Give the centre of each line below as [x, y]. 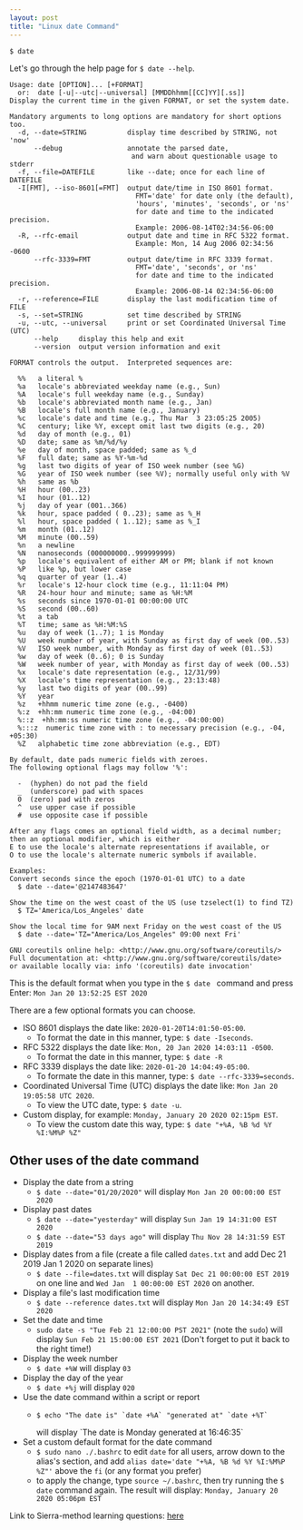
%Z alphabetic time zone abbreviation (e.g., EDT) [119, 744]
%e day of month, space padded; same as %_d [107, 450]
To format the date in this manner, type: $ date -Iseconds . [145, 1037]
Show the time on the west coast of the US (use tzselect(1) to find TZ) [152, 902]
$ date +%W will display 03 [83, 1368]
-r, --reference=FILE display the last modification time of [148, 299]
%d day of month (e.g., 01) [74, 434]
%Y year [36, 696]
